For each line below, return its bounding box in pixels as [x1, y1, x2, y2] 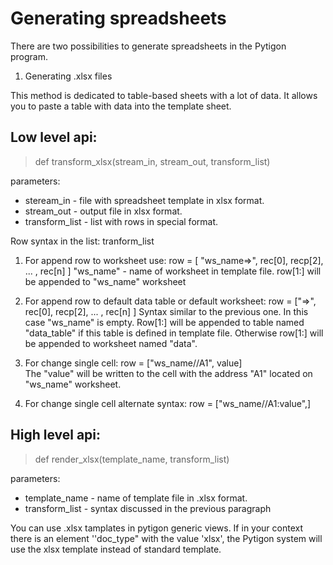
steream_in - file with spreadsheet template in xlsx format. [24, 194, 265, 206]
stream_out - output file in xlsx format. [24, 205, 183, 217]
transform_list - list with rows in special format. [24, 215, 219, 227]
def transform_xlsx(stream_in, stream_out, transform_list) [34, 155, 271, 167]
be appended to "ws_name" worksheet [24, 275, 187, 287]
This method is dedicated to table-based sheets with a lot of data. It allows [10, 89, 318, 101]
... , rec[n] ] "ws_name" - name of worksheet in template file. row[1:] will [24, 265, 322, 277]
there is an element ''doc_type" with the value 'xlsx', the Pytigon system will [10, 532, 323, 544]
